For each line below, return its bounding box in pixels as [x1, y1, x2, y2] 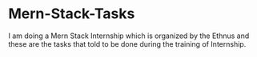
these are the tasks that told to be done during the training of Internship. [8, 39, 247, 48]
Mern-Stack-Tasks [8, 5, 135, 23]
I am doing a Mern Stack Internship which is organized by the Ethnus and [8, 31, 250, 40]
